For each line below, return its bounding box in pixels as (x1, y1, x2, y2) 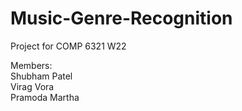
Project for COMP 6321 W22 (10, 40, 127, 52)
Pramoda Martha (10, 91, 80, 103)
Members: (10, 59, 53, 71)
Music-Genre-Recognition (10, 7, 233, 30)
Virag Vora (10, 80, 55, 92)
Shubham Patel (10, 70, 73, 82)
